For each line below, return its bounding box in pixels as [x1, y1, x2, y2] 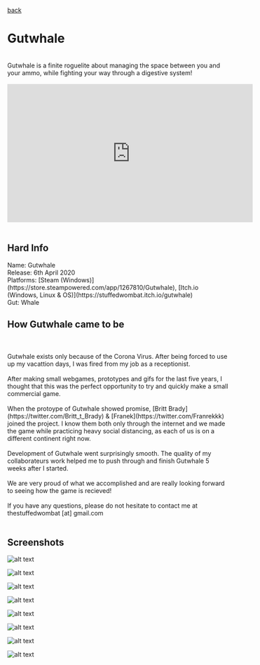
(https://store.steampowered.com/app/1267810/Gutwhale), [7, 283, 177, 291]
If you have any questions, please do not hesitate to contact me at [7, 501, 198, 510]
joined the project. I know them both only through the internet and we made [7, 419, 226, 428]
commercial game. [7, 389, 61, 397]
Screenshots [7, 536, 64, 548]
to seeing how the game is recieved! [7, 486, 112, 494]
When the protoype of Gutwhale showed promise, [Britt [7, 404, 167, 413]
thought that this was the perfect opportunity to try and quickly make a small [7, 382, 228, 390]
